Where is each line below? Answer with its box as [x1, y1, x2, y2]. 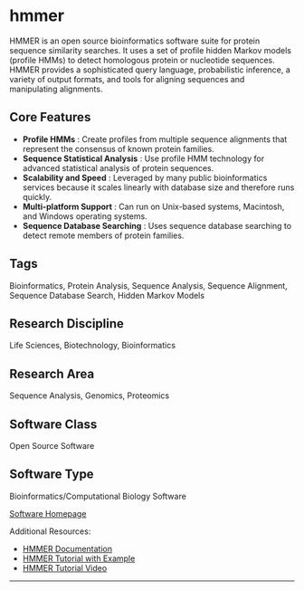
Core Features [9, 110, 91, 125]
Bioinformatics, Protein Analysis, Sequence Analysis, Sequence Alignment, [9, 280, 288, 291]
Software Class [9, 416, 98, 432]
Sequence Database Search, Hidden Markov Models [9, 290, 205, 300]
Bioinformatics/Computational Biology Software [9, 491, 187, 501]
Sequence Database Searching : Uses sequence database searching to [22, 220, 292, 231]
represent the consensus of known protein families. [22, 143, 214, 154]
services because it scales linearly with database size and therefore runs [22, 182, 295, 193]
